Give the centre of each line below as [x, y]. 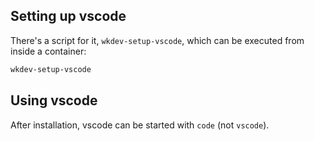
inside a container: [48, 51]
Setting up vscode [68, 16]
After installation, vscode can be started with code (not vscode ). [140, 125]
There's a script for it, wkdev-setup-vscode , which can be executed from [157, 40]
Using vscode [54, 100]
